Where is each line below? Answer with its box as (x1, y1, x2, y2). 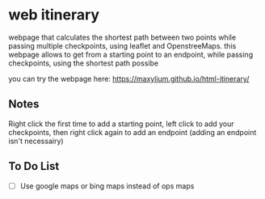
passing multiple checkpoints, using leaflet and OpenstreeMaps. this (8, 40, 237, 50)
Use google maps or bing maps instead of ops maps (19, 180, 195, 191)
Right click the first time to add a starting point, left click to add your (8, 119, 234, 129)
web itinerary (8, 6, 99, 24)
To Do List (8, 159, 60, 173)
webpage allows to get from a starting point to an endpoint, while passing (8, 49, 253, 59)
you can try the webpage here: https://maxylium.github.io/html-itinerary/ (8, 74, 250, 83)
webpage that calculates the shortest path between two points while (8, 32, 237, 42)
